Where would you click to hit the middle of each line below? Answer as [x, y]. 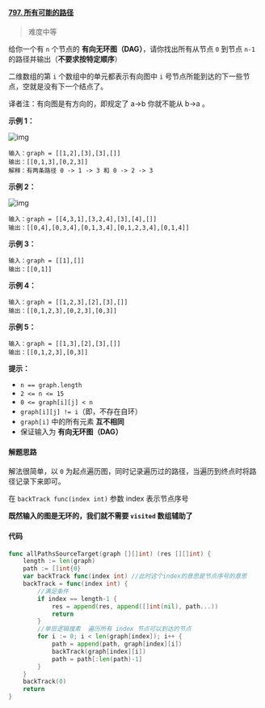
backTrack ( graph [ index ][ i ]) [99, 651]
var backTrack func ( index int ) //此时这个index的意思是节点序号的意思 [135, 576]
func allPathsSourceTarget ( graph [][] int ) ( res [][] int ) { [110, 554]
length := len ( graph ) [59, 561]
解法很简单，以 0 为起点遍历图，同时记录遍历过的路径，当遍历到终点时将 [129, 471]
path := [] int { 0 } [52, 569]
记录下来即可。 [40, 481]
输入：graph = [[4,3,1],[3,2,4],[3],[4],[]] [83, 220]
